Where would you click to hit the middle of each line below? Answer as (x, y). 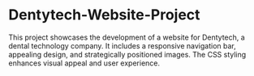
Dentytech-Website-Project (104, 15)
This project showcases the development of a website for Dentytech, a (127, 37)
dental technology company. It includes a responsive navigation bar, (123, 45)
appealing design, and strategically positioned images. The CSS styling (127, 54)
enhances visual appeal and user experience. (84, 63)
